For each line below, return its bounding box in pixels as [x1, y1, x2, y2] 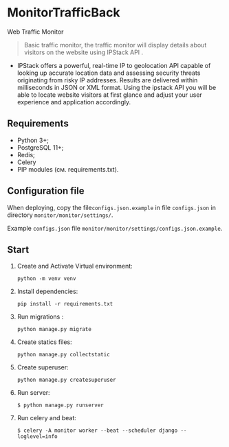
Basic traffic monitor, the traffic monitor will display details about [23, 41, 207, 49]
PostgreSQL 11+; [17, 143, 64, 152]
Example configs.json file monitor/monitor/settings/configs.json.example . [7, 224, 223, 232]
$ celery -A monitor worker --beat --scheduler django [17, 427, 178, 434]
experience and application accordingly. [17, 98, 131, 106]
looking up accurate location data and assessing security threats [17, 69, 201, 77]
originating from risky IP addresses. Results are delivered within [17, 76, 198, 84]
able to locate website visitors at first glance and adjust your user [17, 91, 203, 99]
